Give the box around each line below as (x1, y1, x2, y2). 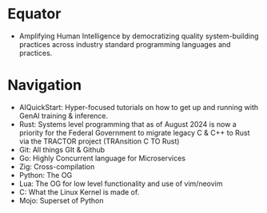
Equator (7, 5, 62, 23)
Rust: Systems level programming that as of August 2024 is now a (18, 119, 237, 128)
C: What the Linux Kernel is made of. (18, 187, 140, 196)
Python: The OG (18, 170, 73, 179)
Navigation (7, 77, 82, 94)
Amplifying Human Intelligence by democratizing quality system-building (18, 31, 259, 41)
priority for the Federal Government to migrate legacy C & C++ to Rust (18, 128, 250, 137)
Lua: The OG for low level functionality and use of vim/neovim (18, 179, 223, 188)
